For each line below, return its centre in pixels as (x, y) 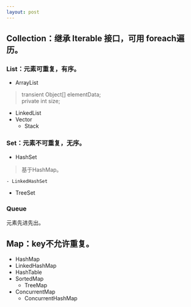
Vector (24, 120)
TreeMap (36, 285)
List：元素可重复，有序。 (43, 69)
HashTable (28, 272)
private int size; (41, 101)
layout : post (23, 12)
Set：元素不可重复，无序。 (46, 143)
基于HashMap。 (42, 169)
